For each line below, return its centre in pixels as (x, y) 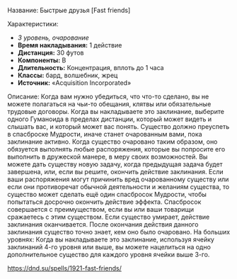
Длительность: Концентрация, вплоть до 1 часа (91, 68)
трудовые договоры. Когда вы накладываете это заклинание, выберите (116, 112)
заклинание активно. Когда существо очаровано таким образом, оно (112, 142)
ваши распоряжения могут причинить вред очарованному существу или (118, 179)
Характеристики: (33, 24)
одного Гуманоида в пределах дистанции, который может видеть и (110, 119)
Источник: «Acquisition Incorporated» (74, 83)
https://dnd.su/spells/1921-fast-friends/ (64, 268)
